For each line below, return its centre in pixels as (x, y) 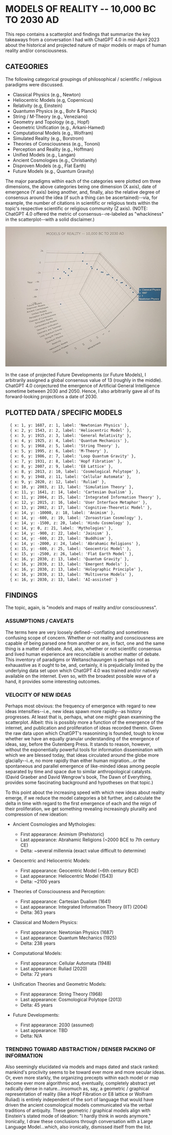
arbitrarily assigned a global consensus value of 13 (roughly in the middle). (84, 380)
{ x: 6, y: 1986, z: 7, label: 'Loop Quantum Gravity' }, (73, 456)
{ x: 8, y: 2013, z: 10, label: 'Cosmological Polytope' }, (75, 471)
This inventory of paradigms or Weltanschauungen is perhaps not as (78, 660)
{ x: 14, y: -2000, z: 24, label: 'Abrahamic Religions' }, (75, 543)
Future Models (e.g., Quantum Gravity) (53, 171)
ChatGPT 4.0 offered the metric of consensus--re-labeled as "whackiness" (84, 214)
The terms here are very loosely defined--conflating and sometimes (77, 632)
